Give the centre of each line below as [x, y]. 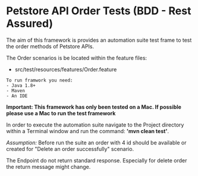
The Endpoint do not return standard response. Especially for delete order [97, 160]
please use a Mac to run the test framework [61, 113]
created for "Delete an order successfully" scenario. [70, 149]
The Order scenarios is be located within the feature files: [77, 58]
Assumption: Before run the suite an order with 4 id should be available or [96, 142]
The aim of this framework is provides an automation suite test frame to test [99, 40]
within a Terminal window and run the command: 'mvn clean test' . [88, 131]
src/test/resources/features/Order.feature [66, 69]
